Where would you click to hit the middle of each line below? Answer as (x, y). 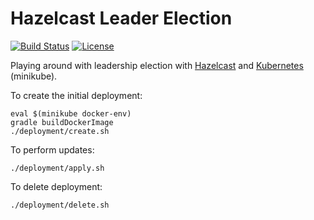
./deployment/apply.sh (57, 168)
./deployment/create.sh (60, 131)
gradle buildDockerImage (62, 122)
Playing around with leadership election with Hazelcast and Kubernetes (157, 65)
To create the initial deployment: (76, 95)
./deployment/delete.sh (60, 205)
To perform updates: (52, 149)
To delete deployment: (56, 186)
